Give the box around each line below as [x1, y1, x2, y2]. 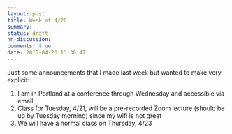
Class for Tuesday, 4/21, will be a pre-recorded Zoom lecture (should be [17, 104, 225, 112]
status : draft [7, 29, 49, 37]
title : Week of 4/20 [7, 17, 68, 24]
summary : [7, 23, 33, 30]
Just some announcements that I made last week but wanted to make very [7, 68, 222, 77]
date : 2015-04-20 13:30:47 [7, 50, 86, 57]
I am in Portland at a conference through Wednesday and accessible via [17, 89, 225, 98]
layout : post [7, 10, 45, 17]
